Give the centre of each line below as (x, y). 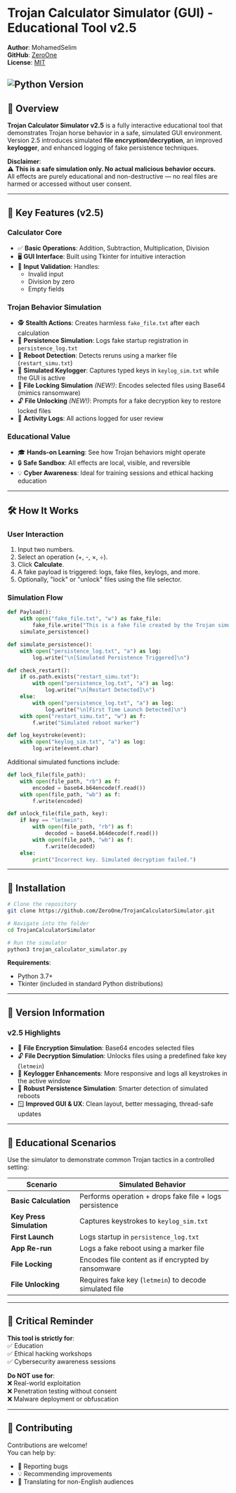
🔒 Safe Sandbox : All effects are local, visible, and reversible (104, 463)
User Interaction (35, 534)
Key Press (28, 1216)
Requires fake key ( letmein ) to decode (143, 1280)
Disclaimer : (24, 162)
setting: (18, 1167)
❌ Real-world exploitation (44, 1383)
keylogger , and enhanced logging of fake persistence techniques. (103, 148)
